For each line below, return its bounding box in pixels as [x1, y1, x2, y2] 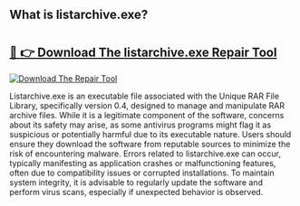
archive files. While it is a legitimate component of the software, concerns [9, 110, 285, 120]
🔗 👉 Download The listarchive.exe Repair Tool [9, 44, 277, 60]
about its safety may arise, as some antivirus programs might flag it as [9, 119, 272, 130]
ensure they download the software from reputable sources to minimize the [9, 139, 291, 149]
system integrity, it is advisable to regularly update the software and [9, 177, 263, 188]
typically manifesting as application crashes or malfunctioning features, [9, 158, 276, 168]
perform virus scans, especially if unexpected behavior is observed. [9, 187, 264, 197]
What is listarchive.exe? [9, 7, 149, 23]
